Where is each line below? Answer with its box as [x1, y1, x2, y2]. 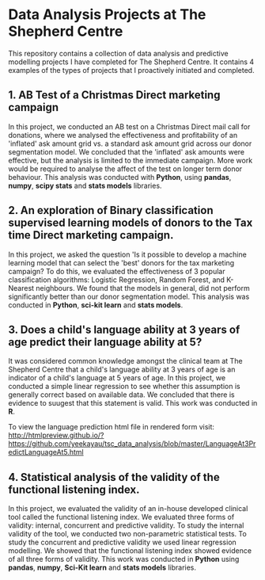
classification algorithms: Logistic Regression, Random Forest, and [8, 275, 225, 284]
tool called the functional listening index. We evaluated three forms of [8, 513, 235, 522]
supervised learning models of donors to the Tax [8, 216, 253, 230]
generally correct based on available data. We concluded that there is [8, 390, 235, 399]
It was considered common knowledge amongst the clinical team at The [8, 357, 243, 366]
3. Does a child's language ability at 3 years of [8, 322, 240, 336]
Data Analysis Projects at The [8, 6, 206, 24]
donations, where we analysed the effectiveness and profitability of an [8, 130, 238, 139]
